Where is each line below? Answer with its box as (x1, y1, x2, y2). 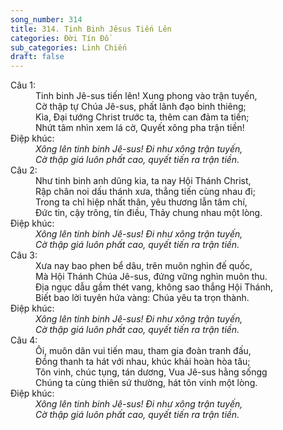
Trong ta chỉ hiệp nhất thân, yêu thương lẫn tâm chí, (35, 196, 248, 208)
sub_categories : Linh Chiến (10, 42, 128, 53)
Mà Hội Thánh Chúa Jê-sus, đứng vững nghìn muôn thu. (35, 271, 268, 283)
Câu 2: (10, 164, 38, 176)
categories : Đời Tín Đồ (10, 33, 110, 43)
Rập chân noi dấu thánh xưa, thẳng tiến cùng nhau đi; (35, 186, 256, 198)
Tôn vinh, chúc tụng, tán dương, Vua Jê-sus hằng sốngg (35, 366, 268, 378)
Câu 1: (10, 79, 37, 91)
